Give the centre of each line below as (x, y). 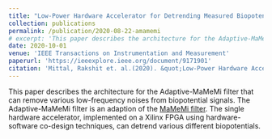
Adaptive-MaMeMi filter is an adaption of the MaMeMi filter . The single (126, 108)
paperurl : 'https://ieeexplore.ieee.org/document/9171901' (110, 61)
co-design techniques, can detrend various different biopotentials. (150, 125)
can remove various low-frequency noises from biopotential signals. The (130, 100)
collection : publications (52, 23)
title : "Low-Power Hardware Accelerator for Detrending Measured (121, 16)
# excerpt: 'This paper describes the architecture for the (112, 38)
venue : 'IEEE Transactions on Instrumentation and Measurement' (119, 53)
